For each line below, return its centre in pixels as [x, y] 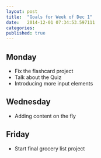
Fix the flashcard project [44, 71]
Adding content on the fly [45, 116]
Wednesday [28, 102]
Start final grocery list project [50, 148]
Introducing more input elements [54, 83]
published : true [26, 33]
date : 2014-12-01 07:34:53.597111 [50, 22]
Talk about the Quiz [38, 77]
